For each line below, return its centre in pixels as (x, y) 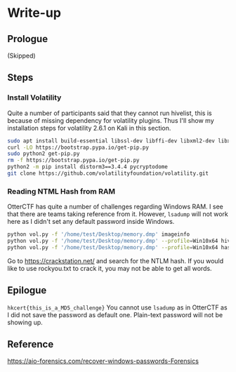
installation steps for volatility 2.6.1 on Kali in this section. (89, 128)
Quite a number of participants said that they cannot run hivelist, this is (110, 113)
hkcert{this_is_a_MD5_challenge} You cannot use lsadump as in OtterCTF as (117, 307)
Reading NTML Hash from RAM (61, 191)
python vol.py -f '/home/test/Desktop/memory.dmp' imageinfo (99, 234)
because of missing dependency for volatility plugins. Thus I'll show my (111, 120)
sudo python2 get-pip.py (44, 154)
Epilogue (27, 290)
